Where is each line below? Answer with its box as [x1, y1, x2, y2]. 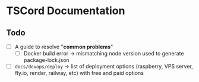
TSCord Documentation [6, 4, 125, 18]
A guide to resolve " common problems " [14, 43, 113, 50]
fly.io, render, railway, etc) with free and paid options [14, 70, 144, 77]
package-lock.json [23, 57, 70, 64]
